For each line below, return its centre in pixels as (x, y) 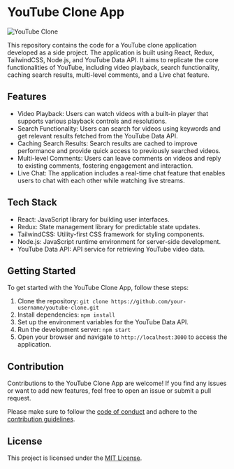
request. (19, 398)
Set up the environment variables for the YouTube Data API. (103, 322)
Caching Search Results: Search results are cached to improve (107, 143)
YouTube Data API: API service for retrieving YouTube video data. (111, 249)
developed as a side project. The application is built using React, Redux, (111, 52)
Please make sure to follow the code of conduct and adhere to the (102, 412)
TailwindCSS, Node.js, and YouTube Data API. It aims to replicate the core (113, 59)
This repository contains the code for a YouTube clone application (102, 45)
